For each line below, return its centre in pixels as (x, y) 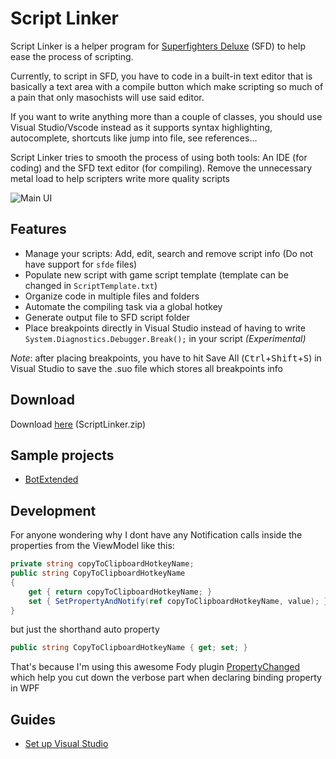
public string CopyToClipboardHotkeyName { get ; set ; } (129, 648)
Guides (33, 719)
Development (53, 510)
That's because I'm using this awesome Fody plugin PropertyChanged (155, 667)
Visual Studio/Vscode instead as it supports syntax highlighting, (141, 127)
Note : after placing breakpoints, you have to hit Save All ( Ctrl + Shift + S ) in (166, 358)
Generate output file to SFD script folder (107, 317)
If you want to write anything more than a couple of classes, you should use (166, 116)
